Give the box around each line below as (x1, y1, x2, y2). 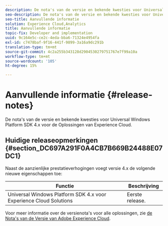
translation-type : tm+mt (5, 45, 57, 50)
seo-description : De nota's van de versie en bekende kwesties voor (5, 12, 151, 17)
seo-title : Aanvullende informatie (5, 17, 79, 22)
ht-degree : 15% (5, 63, 37, 68)
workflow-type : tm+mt (5, 54, 50, 59)
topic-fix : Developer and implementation (5, 31, 93, 36)
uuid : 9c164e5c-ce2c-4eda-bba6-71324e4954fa (5, 36, 99, 41)
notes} (5, 100, 34, 111)
